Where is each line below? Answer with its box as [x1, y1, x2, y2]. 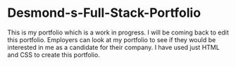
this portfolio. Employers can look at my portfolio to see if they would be [7, 35, 216, 44]
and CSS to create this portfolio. [7, 51, 100, 59]
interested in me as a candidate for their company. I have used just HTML [7, 43, 220, 51]
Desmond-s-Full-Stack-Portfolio [7, 5, 201, 21]
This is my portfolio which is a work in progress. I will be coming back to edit [7, 28, 229, 37]
